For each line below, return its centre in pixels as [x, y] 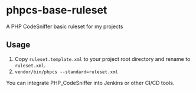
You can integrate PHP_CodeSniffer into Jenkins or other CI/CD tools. [90, 83]
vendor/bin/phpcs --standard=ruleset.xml [66, 72]
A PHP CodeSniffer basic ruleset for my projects [65, 26]
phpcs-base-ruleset [57, 10]
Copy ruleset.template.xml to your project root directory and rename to [102, 59]
